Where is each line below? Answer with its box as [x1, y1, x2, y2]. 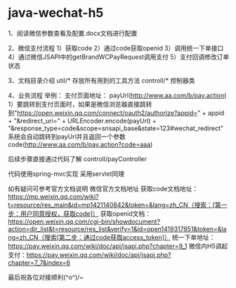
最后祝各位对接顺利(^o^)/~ [8, 273, 84, 281]
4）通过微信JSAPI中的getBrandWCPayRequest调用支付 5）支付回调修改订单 [8, 53, 230, 61]
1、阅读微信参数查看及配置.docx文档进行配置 [8, 29, 138, 37]
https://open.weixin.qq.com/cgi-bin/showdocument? [8, 217, 161, 226]
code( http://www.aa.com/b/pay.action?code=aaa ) [8, 140, 153, 149]
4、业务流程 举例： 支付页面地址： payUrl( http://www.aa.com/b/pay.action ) [8, 91, 227, 100]
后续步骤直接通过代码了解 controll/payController [8, 154, 147, 163]
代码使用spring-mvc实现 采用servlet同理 [8, 170, 125, 178]
